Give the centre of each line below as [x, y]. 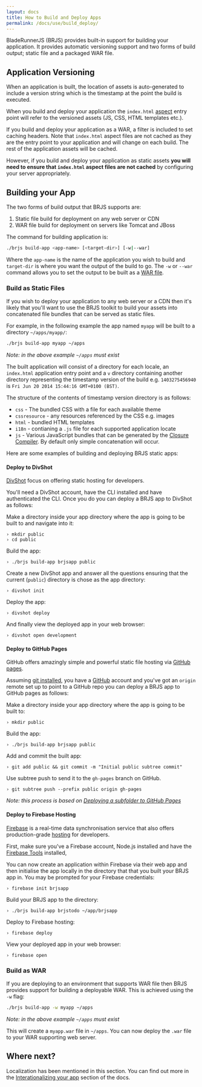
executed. [19, 100]
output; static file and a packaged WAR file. [60, 53]
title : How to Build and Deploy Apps [54, 18]
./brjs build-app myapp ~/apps [46, 343]
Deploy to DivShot [29, 467]
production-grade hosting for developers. [58, 834]
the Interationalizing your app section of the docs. [68, 1077]
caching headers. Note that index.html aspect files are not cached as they [99, 136]
